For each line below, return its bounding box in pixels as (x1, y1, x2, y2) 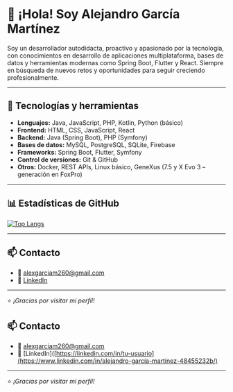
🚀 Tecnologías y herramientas (7, 100, 139, 112)
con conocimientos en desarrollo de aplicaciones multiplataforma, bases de (7, 51, 224, 60)
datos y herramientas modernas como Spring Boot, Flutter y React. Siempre (7, 58, 224, 67)
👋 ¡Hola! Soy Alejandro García (7, 6, 180, 22)
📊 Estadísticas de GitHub (7, 198, 120, 210)
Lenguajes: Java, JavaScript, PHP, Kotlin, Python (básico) (17, 118, 184, 127)
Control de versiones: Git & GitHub (17, 155, 119, 164)
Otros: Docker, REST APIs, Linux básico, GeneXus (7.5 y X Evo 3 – (17, 162, 206, 171)
